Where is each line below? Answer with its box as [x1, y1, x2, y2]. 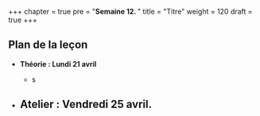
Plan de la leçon [8, 38, 88, 52]
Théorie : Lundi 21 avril [19, 59, 97, 68]
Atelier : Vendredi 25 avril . [19, 98, 153, 111]
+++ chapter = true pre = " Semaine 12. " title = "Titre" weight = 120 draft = [8, 7, 253, 16]
